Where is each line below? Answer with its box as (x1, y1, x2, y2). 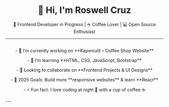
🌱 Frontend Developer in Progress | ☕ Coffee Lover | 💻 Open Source (13, 21, 156, 27)
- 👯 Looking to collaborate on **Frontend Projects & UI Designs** (16, 67, 153, 73)
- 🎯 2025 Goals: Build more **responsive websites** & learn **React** (11, 77, 158, 83)
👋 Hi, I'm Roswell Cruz (37, 4, 132, 16)
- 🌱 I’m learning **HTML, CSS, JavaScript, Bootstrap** (27, 57, 142, 63)
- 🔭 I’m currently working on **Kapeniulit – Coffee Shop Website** (15, 47, 154, 54)
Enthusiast (73, 28, 96, 34)
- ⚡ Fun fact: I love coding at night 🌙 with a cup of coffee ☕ (23, 87, 146, 93)
